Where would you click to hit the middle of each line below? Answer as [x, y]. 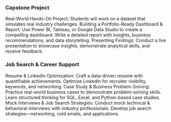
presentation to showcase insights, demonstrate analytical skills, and [78, 46]
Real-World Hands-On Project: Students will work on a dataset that [75, 19]
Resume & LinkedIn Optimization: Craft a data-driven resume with [74, 76]
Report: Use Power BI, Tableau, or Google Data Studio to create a [74, 30]
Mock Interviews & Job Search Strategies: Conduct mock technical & [78, 103]
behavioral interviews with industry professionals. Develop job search [78, 108]
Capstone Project [27, 8]
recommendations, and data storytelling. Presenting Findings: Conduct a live [86, 40]
